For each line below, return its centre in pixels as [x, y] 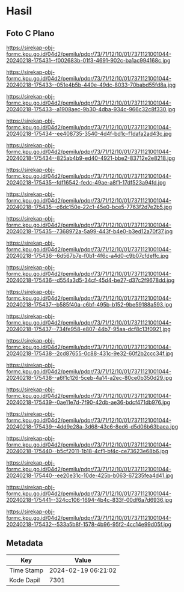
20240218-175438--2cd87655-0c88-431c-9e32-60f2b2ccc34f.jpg [90, 353]
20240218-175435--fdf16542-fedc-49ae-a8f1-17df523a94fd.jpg [86, 182]
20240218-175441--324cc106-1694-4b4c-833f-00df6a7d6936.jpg [89, 500]
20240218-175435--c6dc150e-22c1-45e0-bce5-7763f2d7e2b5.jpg [89, 207]
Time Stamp [26, 570]
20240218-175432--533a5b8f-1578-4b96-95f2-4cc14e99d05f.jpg [89, 524]
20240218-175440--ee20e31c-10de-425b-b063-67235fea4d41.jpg [90, 475]
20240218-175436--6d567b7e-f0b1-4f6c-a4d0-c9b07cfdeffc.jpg [87, 256]
